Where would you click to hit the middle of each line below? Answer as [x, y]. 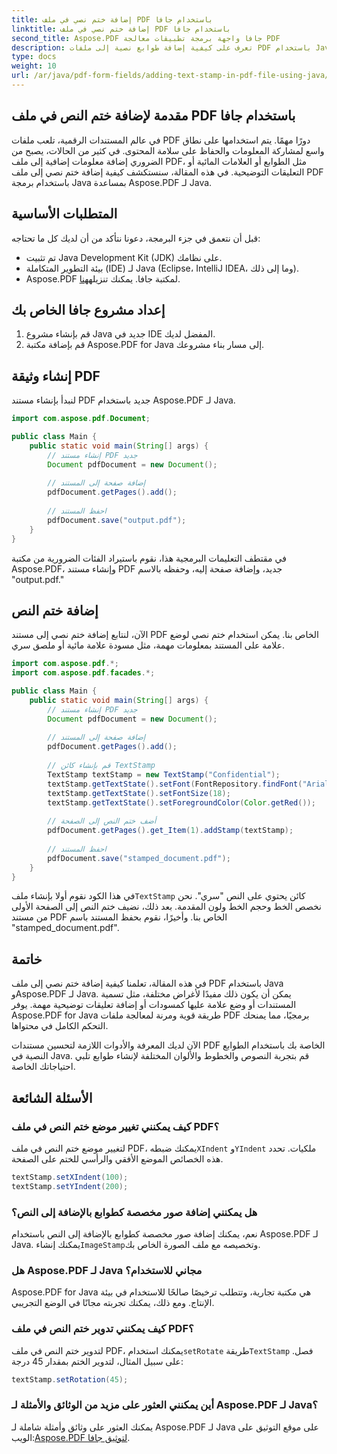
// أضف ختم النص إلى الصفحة [102, 821]
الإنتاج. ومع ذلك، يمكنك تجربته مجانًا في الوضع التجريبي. [113, 1303]
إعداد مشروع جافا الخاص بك [88, 309]
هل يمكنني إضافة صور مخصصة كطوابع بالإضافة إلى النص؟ [134, 1212]
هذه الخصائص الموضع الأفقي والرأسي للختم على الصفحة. [117, 1158]
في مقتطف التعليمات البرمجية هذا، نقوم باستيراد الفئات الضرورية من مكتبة [149, 558]
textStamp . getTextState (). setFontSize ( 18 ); [139, 793]
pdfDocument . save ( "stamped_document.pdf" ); [139, 858]
